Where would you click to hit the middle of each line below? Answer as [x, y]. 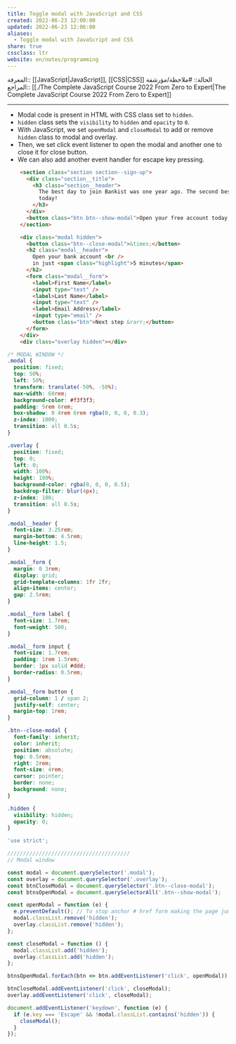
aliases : [20, 33]
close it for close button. [53, 152]
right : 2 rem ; [33, 763]
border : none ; [34, 783]
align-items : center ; [45, 588]
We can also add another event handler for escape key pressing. [111, 159]
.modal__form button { [40, 692]
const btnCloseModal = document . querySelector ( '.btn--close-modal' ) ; [111, 886]
